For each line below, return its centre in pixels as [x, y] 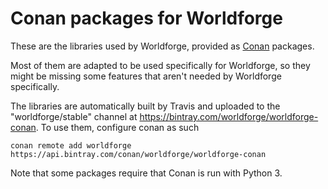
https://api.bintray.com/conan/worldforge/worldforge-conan [138, 154]
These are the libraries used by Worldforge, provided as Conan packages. [162, 46]
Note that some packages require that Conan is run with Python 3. [146, 173]
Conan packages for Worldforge [146, 18]
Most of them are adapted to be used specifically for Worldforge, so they [160, 65]
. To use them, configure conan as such [117, 127]
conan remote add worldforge [71, 145]
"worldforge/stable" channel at [74, 116]
